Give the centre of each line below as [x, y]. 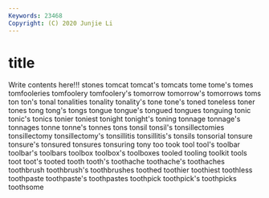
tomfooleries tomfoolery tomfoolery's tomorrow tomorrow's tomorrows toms [135, 94]
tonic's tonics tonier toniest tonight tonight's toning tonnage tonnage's [124, 119]
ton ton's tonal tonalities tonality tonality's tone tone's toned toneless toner [132, 102]
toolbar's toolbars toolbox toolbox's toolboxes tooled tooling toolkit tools [128, 153]
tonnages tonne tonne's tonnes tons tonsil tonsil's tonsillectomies [116, 127]
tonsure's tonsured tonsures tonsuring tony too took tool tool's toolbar [124, 144]
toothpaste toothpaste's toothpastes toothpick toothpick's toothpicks [122, 179]
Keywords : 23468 [35, 16]
